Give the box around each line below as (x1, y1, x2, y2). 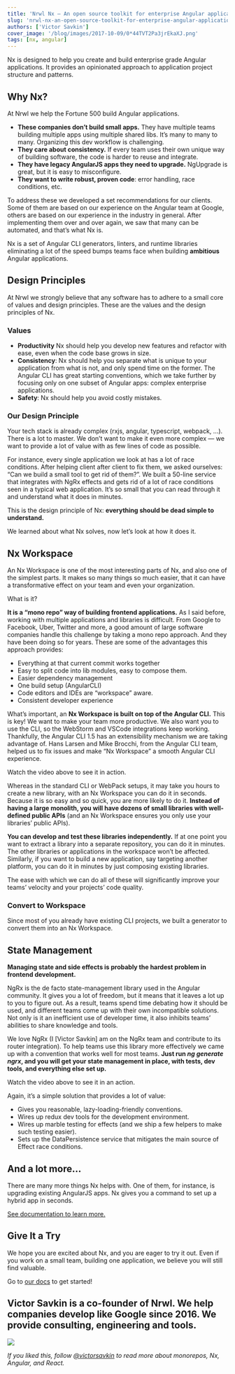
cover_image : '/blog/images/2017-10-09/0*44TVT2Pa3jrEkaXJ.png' (7, 29, 199, 37)
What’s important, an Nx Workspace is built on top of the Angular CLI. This (7, 710, 225, 718)
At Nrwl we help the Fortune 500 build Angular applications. (7, 109, 180, 118)
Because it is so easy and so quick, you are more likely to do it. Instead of (7, 797, 220, 805)
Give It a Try (7, 1230, 61, 1242)
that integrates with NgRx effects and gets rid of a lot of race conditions (7, 478, 214, 486)
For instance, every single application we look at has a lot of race (7, 455, 194, 464)
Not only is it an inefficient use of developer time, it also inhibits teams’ (7, 1014, 211, 1022)
